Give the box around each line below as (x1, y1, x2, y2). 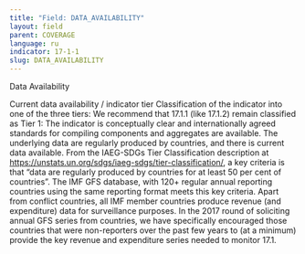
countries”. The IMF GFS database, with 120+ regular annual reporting (9, 176, 273, 187)
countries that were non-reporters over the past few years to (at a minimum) (9, 225, 297, 236)
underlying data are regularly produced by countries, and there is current (9, 138, 285, 148)
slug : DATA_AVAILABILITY (9, 56, 104, 65)
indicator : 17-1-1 (9, 48, 79, 57)
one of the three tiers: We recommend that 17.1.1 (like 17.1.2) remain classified (9, 109, 297, 119)
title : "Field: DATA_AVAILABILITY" (9, 13, 145, 23)
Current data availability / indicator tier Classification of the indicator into (9, 99, 283, 110)
